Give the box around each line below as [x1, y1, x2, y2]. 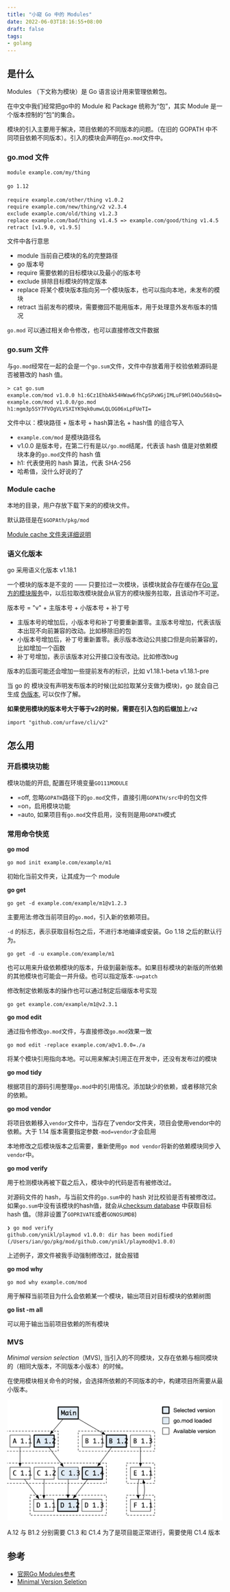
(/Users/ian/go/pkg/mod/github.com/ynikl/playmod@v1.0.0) [7, 1238, 176, 1245]
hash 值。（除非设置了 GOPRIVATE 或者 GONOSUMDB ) [7, 1210, 137, 1219]
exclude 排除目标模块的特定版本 [16, 278, 107, 286]
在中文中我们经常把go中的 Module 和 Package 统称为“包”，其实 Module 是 [7, 101, 217, 110]
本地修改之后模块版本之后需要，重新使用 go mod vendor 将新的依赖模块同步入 [7, 1142, 221, 1151]
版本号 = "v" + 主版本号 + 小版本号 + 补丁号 [7, 604, 130, 612]
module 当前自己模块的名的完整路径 [16, 252, 118, 260]
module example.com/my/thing [7, 169, 90, 176]
